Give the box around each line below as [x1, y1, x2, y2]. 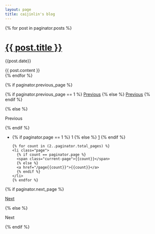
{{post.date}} [5, 58, 31, 64]
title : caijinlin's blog [5, 12, 55, 17]
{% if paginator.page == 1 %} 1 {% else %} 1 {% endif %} [12, 134, 126, 140]
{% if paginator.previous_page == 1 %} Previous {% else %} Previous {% [5, 91, 151, 97]
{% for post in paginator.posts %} [5, 25, 72, 31]
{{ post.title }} [5, 42, 62, 53]
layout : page [5, 7, 31, 12]
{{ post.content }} [5, 68, 40, 73]
